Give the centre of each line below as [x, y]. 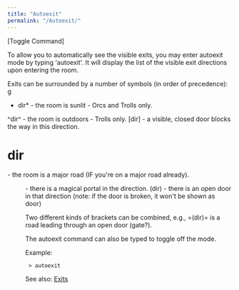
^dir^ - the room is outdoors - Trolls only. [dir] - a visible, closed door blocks [119, 119]
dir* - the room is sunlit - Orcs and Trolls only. [85, 105]
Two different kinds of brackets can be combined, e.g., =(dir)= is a [123, 217]
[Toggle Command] [36, 41]
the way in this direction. [44, 126]
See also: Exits [47, 279]
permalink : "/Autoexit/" [44, 21]
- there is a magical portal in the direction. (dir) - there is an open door [128, 189]
